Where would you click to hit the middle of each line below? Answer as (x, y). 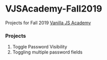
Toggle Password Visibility (40, 47)
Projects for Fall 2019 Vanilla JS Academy (48, 23)
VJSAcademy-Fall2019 (54, 9)
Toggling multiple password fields (47, 52)
